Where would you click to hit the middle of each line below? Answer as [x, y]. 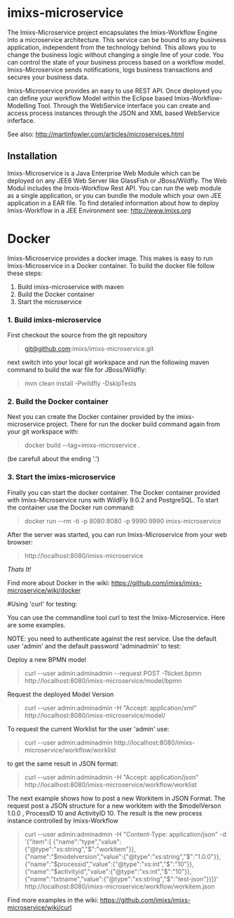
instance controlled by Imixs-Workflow [63, 820]
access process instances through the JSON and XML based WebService [113, 113]
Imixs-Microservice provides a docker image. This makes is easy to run [110, 258]
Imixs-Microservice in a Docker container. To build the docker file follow [111, 265]
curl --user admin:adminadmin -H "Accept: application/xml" [111, 707]
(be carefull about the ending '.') [54, 459]
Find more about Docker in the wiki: [58, 583]
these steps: [25, 273]
